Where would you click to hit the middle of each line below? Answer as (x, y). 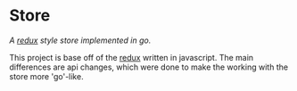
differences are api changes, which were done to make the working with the (148, 67)
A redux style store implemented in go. (80, 40)
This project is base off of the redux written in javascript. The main (132, 57)
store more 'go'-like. (46, 76)
